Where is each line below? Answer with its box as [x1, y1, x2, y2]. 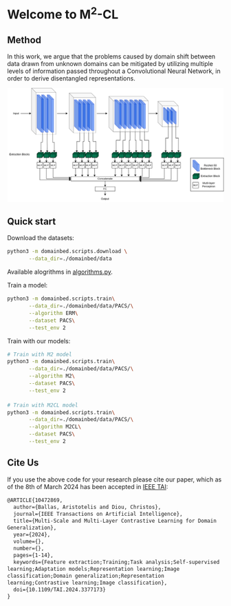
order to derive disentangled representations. [7, 74, 135, 83]
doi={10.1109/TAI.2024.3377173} [13, 586, 107, 593]
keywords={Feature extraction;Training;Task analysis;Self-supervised [13, 559, 220, 565]
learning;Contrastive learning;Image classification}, [7, 579, 168, 586]
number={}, [13, 545, 45, 552]
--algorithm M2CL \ [28, 424, 81, 431]
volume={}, [13, 538, 45, 545]
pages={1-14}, [13, 552, 54, 559]
